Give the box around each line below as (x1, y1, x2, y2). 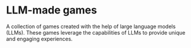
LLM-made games (6, 4, 98, 17)
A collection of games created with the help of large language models (6, 23, 176, 30)
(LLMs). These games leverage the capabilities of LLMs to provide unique (6, 29, 186, 36)
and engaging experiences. (6, 35, 73, 42)
